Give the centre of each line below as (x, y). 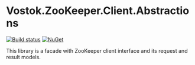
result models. (24, 57)
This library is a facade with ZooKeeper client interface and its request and (97, 50)
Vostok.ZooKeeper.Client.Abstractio (98, 11)
